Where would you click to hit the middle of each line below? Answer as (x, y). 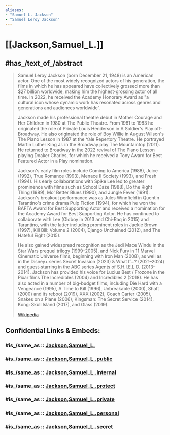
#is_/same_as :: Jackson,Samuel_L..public (59, 359)
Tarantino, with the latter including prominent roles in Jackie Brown (88, 225)
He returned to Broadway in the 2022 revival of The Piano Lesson (86, 150)
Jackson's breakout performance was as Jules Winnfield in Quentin (89, 198)
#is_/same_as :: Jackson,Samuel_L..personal (62, 413)
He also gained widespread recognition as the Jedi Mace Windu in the (91, 245)
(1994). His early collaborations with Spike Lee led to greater (81, 181)
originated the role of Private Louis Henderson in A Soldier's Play (86, 129)
